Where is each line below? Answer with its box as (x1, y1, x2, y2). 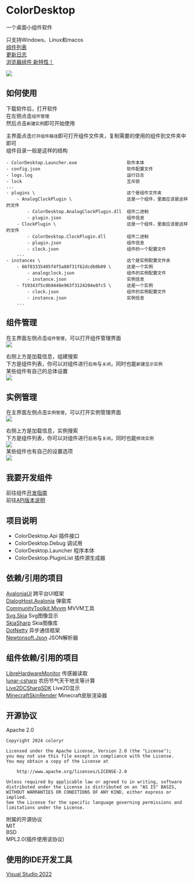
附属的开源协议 (6, 816, 42, 823)
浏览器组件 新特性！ (6, 58, 54, 65)
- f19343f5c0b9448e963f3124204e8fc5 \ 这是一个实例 (16, 282, 154, 288)
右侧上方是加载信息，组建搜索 (6, 352, 78, 359)
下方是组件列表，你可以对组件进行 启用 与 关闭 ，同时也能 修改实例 (6, 435, 154, 442)
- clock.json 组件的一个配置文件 (27, 246, 166, 252)
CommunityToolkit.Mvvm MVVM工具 (6, 604, 95, 612)
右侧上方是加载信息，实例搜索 (6, 427, 78, 434)
